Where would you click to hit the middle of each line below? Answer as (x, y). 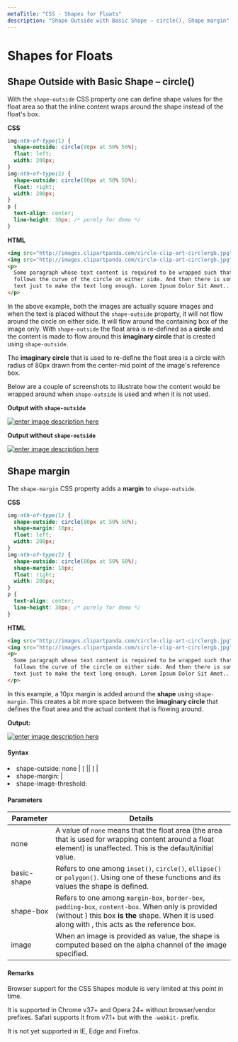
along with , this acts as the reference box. (126, 925)
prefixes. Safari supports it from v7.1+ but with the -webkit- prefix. (103, 1018)
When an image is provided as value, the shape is (138, 936)
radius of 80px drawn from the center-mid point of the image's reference (114, 365)
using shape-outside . (38, 344)
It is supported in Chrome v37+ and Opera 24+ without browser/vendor (112, 1010)
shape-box (30, 911)
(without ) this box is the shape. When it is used (135, 916)
